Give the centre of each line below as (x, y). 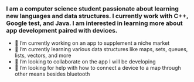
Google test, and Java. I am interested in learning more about (94, 23)
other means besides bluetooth (52, 74)
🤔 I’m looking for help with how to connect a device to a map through (98, 68)
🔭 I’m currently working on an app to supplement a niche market (92, 43)
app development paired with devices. (62, 30)
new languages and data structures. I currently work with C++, (97, 16)
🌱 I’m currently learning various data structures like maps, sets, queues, (101, 49)
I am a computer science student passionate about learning (92, 9)
